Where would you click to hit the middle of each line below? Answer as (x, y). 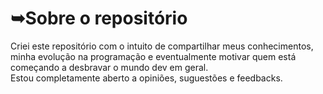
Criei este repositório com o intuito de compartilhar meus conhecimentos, (162, 46)
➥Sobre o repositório (99, 18)
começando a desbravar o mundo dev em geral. (109, 67)
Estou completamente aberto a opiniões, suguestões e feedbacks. (146, 78)
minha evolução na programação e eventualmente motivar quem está (153, 56)
